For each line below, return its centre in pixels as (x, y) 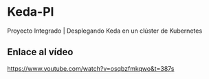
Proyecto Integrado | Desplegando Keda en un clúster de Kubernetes (105, 31)
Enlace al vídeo (40, 52)
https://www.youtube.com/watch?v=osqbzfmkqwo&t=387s (91, 68)
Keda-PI (31, 12)
